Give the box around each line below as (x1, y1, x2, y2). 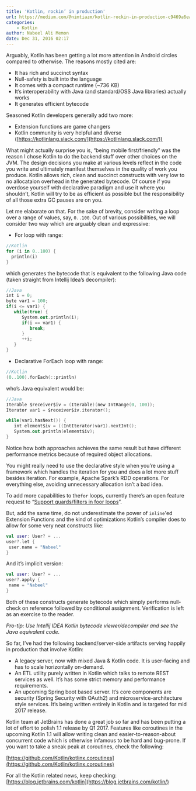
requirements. (14, 682, 48, 689)
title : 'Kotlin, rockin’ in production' (6, 8, 106, 15)
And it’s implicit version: (6, 560, 63, 567)
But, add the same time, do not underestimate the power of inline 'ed (6, 509, 173, 516)
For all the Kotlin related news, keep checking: (6, 772, 117, 779)
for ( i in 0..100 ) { (6, 248, 57, 254)
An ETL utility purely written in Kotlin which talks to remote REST (14, 669, 169, 676)
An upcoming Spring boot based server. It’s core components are (14, 688, 172, 695)
